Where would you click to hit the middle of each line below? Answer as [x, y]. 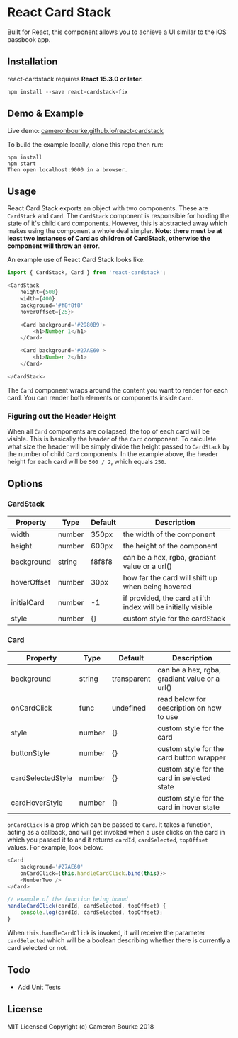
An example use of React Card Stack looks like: [76, 260]
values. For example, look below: [55, 847]
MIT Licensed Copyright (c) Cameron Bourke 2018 [81, 1026]
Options [25, 484]
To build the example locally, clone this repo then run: [85, 144]
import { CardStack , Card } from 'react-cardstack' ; [87, 273]
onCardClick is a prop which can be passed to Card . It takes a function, [110, 825]
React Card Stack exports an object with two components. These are [108, 208]
